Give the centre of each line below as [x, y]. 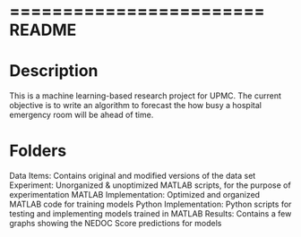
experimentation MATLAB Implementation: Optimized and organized [135, 195]
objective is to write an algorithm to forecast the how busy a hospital [136, 106]
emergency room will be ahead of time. [82, 115]
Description [54, 71]
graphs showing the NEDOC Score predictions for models [116, 224]
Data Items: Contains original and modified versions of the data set [133, 176]
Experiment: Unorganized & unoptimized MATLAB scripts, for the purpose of [150, 185]
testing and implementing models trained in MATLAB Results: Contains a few [150, 214]
